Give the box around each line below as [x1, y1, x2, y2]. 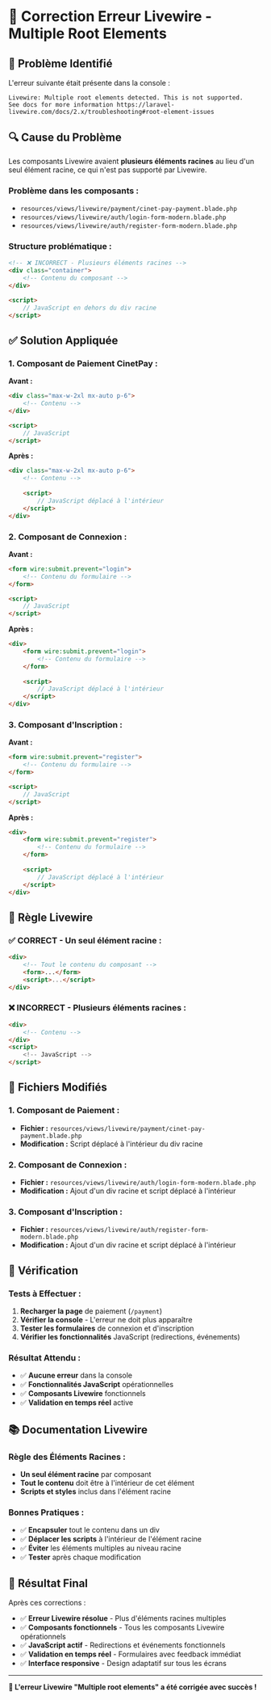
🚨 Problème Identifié [8, 57, 113, 70]
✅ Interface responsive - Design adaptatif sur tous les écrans [19, 1659, 227, 1668]
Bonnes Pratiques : [8, 1507, 85, 1518]
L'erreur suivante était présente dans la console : [8, 78, 171, 87]
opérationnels [19, 1632, 66, 1642]
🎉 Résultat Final [8, 1576, 89, 1590]
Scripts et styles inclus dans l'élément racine [19, 1487, 172, 1496]
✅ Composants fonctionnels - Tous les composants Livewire [19, 1622, 225, 1632]
